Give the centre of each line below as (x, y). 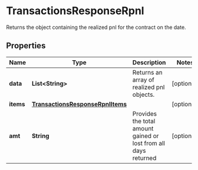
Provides (145, 113)
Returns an (148, 72)
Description (149, 62)
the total (144, 121)
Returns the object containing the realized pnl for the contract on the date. (96, 27)
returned (144, 158)
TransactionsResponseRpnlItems (79, 104)
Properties (26, 46)
